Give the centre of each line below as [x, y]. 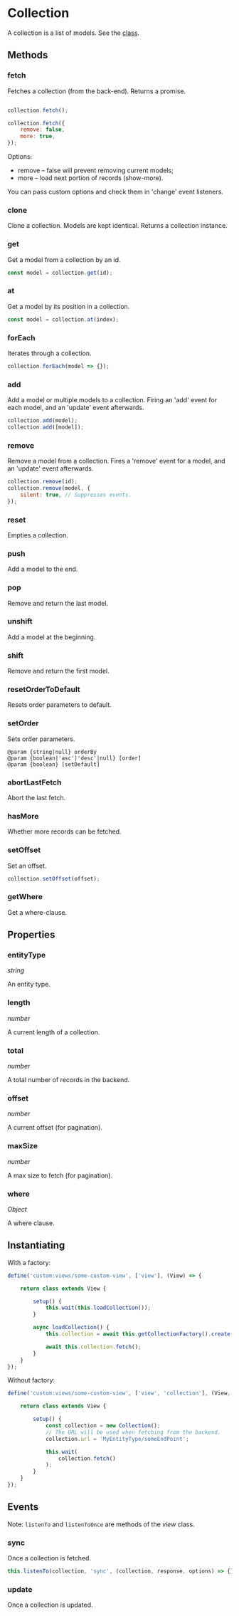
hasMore [23, 816]
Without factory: [31, 1380]
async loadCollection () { [71, 1328]
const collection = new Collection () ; [103, 1426]
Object [17, 1209]
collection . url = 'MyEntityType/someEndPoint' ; [117, 1439]
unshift [20, 621]
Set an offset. [27, 866]
